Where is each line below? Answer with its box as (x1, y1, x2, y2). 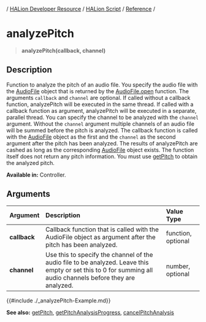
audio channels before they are (45, 273, 135, 282)
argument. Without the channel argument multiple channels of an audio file (6, 120, 195, 128)
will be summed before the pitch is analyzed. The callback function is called (6, 126, 198, 134)
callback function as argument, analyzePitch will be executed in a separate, (6, 107, 197, 114)
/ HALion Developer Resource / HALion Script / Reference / (6, 6, 155, 12)
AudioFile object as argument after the (45, 232, 156, 241)
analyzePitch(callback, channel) (21, 47, 106, 54)
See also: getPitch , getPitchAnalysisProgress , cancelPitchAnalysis (6, 309, 175, 316)
